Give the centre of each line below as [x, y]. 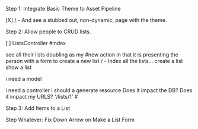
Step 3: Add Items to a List [38, 108]
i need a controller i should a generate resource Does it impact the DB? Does [99, 90]
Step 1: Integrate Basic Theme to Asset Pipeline [63, 9]
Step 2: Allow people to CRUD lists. [48, 32]
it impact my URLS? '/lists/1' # [42, 97]
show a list [19, 67]
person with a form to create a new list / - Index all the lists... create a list [94, 61]
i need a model [24, 79]
